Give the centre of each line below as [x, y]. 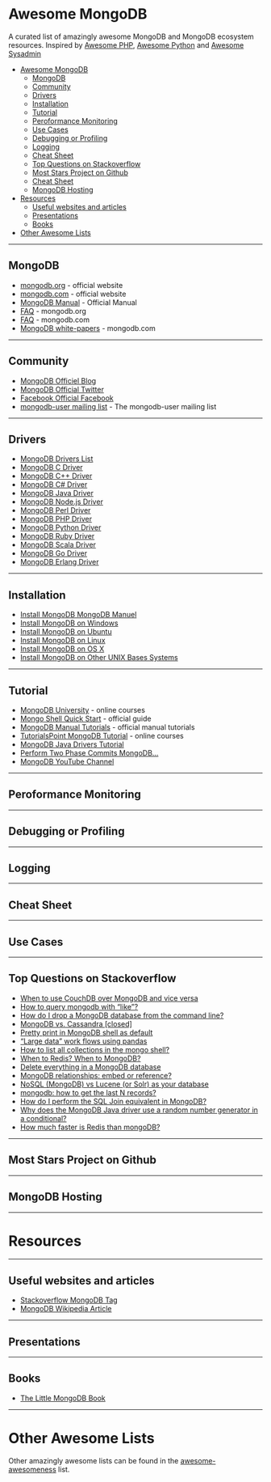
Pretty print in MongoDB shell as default [86, 1032]
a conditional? [43, 1118]
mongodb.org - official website [71, 285]
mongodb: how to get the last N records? [88, 1092]
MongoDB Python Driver [60, 527]
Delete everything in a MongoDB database [90, 1067]
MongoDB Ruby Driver [57, 536]
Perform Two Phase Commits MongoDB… [89, 753]
